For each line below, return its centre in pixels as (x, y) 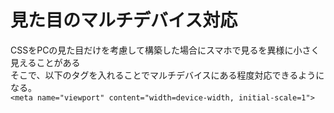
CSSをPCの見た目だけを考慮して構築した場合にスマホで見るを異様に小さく (165, 50)
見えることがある (45, 62)
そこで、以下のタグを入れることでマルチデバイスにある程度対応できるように (167, 75)
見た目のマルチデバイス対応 (124, 20)
